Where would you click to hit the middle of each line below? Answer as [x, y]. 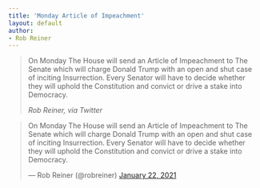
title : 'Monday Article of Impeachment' [77, 16]
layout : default [35, 23]
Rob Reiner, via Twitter [65, 110]
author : [21, 30]
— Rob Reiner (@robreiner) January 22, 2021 [102, 175]
